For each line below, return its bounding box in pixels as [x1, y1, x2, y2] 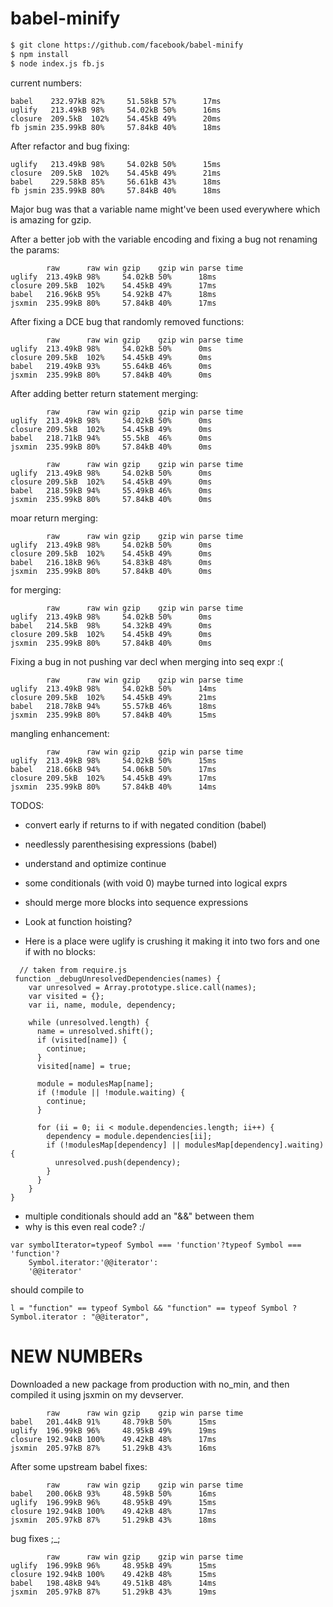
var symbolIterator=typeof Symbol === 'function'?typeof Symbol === [10, 1240, 302, 1250]
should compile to [10, 1283, 85, 1296]
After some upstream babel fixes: [10, 1460, 148, 1472]
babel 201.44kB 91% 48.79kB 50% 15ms [10, 1417, 217, 1427]
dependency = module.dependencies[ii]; [46, 1131, 213, 1141]
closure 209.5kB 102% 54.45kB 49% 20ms [10, 113, 222, 124]
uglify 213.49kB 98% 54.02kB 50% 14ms [10, 683, 217, 694]
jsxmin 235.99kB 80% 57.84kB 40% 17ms [10, 298, 217, 308]
